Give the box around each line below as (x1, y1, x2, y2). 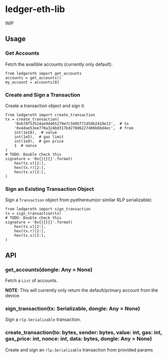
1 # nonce (14, 143, 37, 148)
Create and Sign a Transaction (5, 91, 81, 98)
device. (5, 292, 21, 298)
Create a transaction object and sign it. (5, 102, 85, 108)
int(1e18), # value (14, 130, 57, 135)
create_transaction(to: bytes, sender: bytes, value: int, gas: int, (5, 329, 162, 336)
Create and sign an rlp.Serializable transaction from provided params (5, 346, 153, 352)
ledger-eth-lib (5, 4, 65, 15)
